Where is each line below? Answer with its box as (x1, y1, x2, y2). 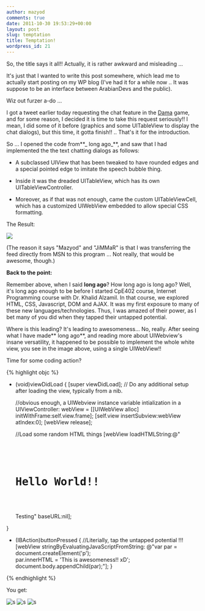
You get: (6, 586, 28, 593)
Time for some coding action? (6, 357, 82, 364)
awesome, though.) (6, 257, 55, 264)
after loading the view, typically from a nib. (15, 387, 123, 394)
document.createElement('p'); (15, 549, 91, 556)
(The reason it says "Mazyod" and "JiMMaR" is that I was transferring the (6, 244, 191, 251)
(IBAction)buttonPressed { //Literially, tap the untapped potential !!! (15, 536, 184, 543)
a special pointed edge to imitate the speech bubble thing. (15, 165, 162, 173)
